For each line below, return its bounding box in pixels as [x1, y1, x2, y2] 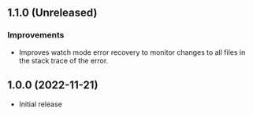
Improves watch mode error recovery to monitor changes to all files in [18, 47, 246, 57]
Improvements [7, 30, 65, 41]
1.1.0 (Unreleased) [7, 6, 98, 20]
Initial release [18, 99, 62, 109]
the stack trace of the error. [18, 56, 109, 65]
